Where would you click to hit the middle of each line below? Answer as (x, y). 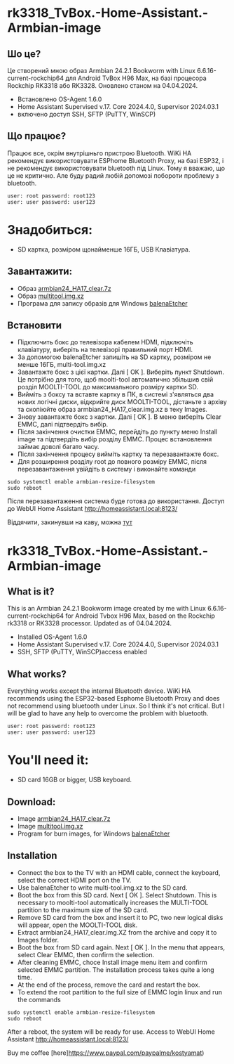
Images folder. (38, 940)
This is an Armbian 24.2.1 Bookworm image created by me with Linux (107, 609)
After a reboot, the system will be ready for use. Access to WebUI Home (111, 1032)
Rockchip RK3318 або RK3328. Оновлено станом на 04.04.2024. (103, 85)
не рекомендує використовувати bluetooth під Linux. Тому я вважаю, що (116, 168)
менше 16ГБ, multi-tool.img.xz (62, 365)
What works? (37, 674)
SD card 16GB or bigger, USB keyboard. (74, 780)
